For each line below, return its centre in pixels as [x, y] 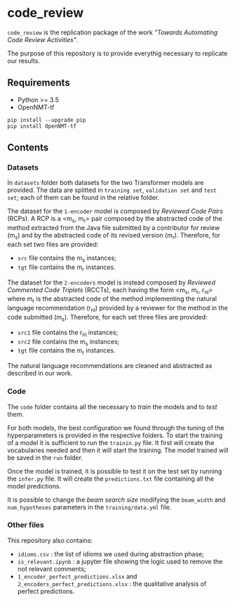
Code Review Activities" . [43, 39]
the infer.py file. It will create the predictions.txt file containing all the [111, 479]
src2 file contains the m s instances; [68, 342]
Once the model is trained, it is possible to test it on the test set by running [115, 471]
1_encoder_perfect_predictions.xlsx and [77, 576]
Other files [26, 525]
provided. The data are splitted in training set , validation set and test [112, 190]
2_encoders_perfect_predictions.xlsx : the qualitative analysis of [112, 584]
